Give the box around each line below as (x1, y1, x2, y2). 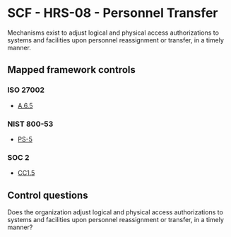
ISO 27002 (7, 85, 45, 95)
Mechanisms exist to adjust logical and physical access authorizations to (7, 28, 219, 37)
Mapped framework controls (7, 64, 136, 76)
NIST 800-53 (7, 119, 54, 129)
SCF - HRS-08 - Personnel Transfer (7, 5, 218, 21)
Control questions (7, 189, 88, 201)
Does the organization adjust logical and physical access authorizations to (7, 208, 224, 216)
